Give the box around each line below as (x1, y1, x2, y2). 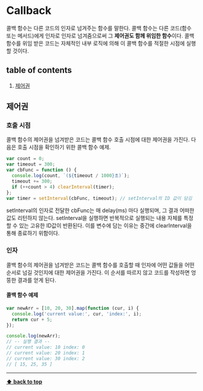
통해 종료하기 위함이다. (6, 230, 60, 237)
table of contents (6, 65, 72, 76)
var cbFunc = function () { (6, 167, 77, 173)
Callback (6, 4, 52, 18)
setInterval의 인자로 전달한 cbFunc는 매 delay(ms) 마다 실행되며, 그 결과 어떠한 (6, 207, 195, 214)
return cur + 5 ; (11, 316, 53, 322)
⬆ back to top (6, 378, 42, 385)
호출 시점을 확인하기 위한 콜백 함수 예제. (17, 144, 111, 151)
